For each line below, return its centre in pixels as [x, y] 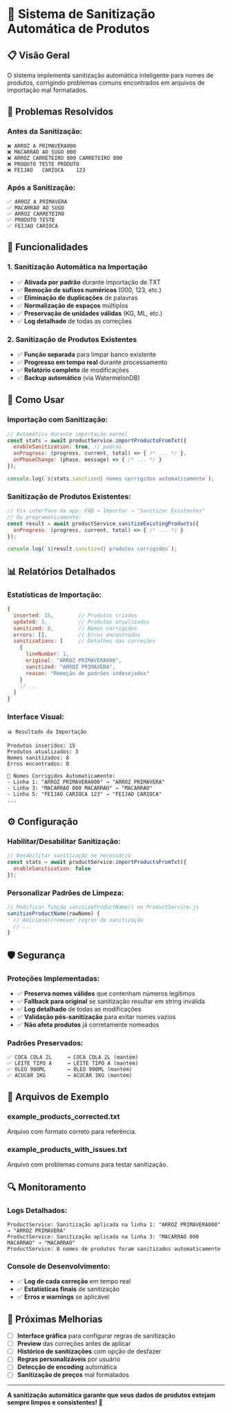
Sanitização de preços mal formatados [73, 1375]
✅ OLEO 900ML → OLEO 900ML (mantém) [70, 1070]
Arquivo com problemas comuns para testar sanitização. [87, 1164]
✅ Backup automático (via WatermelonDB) [78, 377]
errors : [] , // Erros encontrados [77, 635]
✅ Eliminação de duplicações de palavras [77, 298]
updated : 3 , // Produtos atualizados [81, 622]
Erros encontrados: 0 [38, 764]
